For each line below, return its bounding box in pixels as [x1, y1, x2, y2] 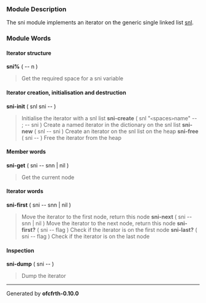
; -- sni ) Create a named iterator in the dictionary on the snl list [21, 121, 181, 128]
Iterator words [6, 188, 44, 195]
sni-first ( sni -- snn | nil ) [6, 201, 72, 209]
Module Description [6, 5, 67, 13]
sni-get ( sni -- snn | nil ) [6, 161, 69, 169]
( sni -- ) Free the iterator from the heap [21, 134, 121, 141]
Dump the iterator [21, 272, 66, 280]
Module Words [6, 34, 51, 43]
